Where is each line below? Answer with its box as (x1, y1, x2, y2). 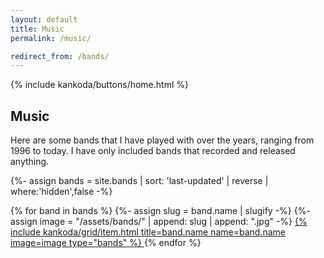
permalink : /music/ (10, 33, 92, 43)
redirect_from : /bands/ (10, 51, 110, 61)
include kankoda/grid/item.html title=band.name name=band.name (10, 226, 286, 238)
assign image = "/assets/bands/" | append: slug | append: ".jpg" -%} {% (10, 216, 308, 228)
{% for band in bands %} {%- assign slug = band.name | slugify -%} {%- (10, 205, 311, 217)
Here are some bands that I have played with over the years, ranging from (10, 134, 315, 146)
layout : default (10, 14, 78, 25)
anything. (10, 156, 50, 168)
